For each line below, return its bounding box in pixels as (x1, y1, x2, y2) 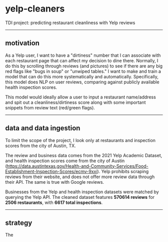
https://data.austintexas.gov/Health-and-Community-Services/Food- (6, 163, 148, 169)
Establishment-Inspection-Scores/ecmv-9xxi (5, 168, 97, 174)
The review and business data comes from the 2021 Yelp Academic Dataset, (5, 152, 162, 158)
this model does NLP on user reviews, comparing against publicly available (5, 79, 159, 85)
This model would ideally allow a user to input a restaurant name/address (5, 94, 156, 100)
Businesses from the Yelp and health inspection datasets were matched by (5, 189, 159, 195)
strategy (5, 218, 32, 227)
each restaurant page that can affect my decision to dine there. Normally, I (5, 57, 158, 63)
